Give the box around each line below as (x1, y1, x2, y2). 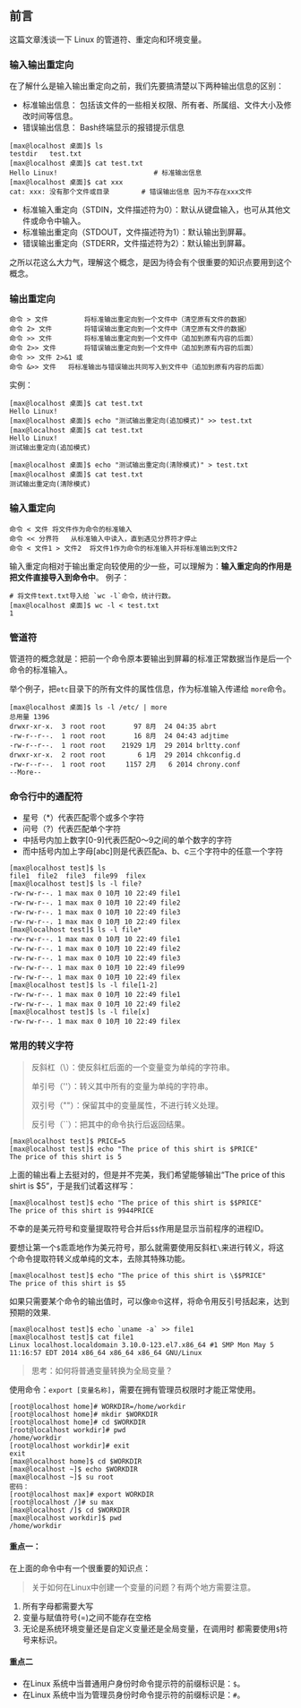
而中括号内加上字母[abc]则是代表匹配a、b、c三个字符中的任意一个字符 (21, 845, 284, 857)
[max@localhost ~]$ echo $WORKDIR (9, 1464, 139, 1473)
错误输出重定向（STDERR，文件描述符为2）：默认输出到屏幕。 (21, 238, 251, 249)
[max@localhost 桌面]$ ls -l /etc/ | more (9, 703, 168, 712)
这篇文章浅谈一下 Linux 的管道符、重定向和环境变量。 (9, 34, 207, 45)
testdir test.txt (9, 150, 82, 159)
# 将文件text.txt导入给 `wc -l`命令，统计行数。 (9, 591, 176, 600)
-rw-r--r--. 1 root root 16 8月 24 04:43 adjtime (9, 732, 229, 741)
